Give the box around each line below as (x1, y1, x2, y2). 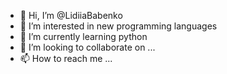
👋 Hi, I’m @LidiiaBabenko (19, 10, 123, 21)
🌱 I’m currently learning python (19, 31, 148, 42)
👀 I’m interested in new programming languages (19, 20, 218, 32)
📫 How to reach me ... (19, 53, 113, 64)
